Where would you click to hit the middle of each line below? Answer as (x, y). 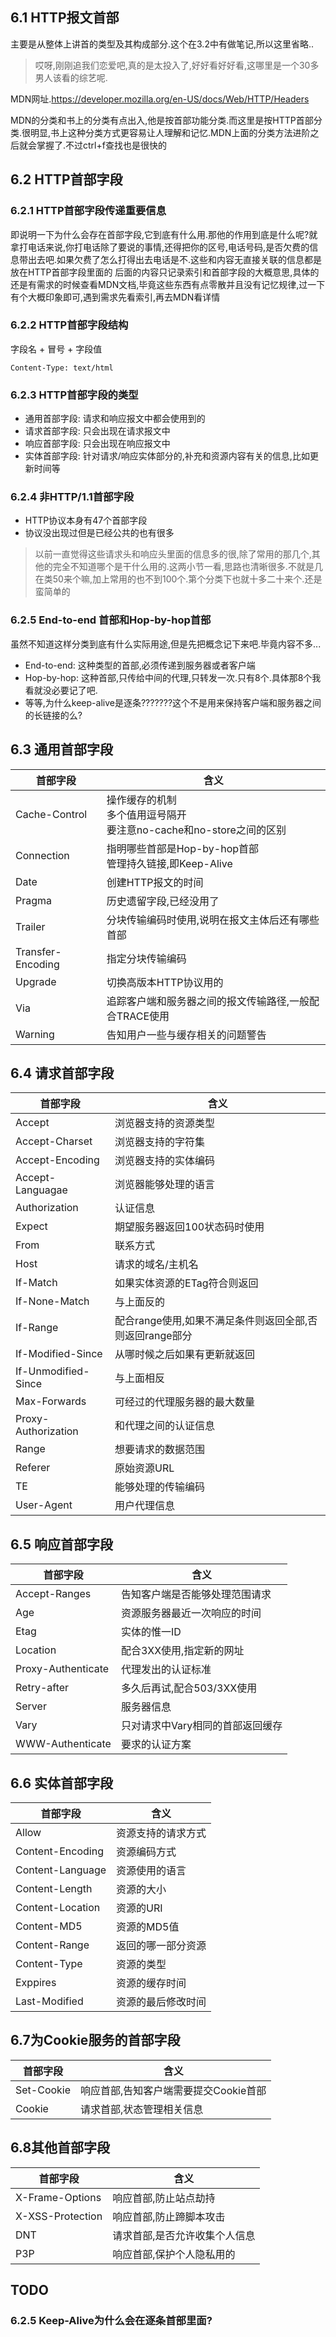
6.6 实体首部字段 (62, 1783)
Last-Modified (49, 2001)
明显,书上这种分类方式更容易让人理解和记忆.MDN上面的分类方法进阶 (170, 132)
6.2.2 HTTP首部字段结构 (69, 325)
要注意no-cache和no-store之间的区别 (196, 830)
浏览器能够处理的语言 (165, 1185)
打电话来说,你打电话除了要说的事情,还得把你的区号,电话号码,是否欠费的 (164, 247)
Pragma (34, 900)
